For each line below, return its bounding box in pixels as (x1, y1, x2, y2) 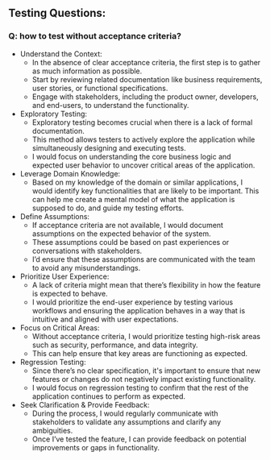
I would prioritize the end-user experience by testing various (31, 297, 234, 307)
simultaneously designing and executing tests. (31, 143, 187, 152)
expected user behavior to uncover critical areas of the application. (31, 160, 255, 170)
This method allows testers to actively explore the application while (31, 135, 255, 144)
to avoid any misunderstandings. (31, 263, 141, 272)
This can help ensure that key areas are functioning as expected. (31, 348, 248, 358)
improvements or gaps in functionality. (31, 442, 160, 452)
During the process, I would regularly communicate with (31, 408, 219, 418)
